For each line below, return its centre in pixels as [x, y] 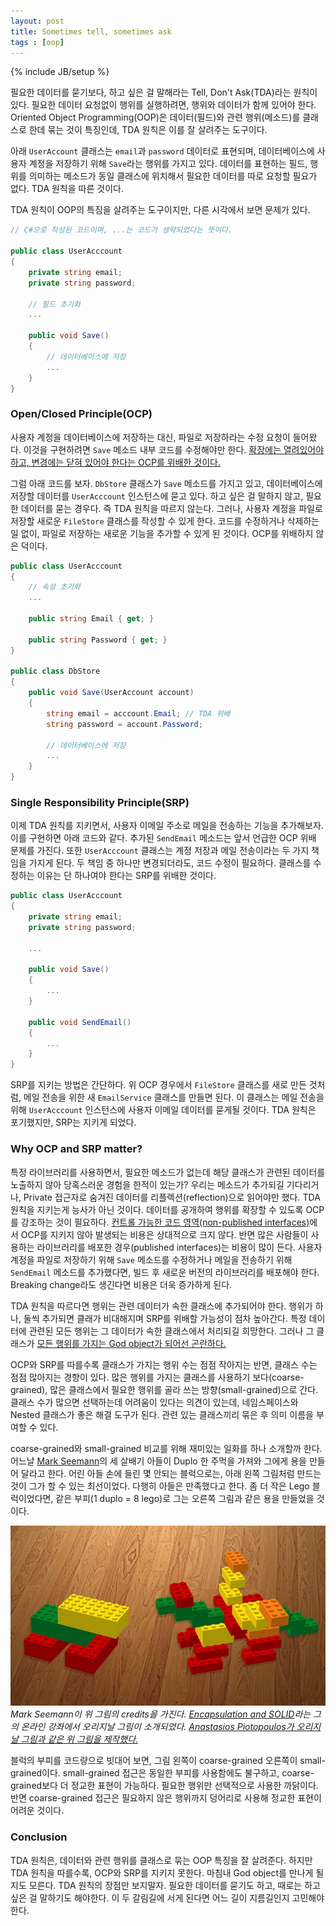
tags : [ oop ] [37, 42]
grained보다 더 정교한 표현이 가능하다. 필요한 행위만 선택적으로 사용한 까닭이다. [164, 1786]
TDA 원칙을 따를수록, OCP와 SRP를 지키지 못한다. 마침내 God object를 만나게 [162, 1872]
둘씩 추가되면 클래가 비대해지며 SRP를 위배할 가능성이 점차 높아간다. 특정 [165, 1318]
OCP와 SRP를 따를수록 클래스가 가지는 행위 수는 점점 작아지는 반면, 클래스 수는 [164, 1364]
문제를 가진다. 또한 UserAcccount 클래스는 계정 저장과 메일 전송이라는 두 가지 [160, 851]
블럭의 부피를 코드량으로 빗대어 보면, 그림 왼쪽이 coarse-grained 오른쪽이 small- [168, 1761]
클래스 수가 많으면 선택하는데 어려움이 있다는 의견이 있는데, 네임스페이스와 [154, 1402]
